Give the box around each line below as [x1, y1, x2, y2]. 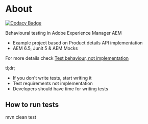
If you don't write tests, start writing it [12, 75, 92, 81]
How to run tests [5, 101, 59, 109]
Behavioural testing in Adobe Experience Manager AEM [5, 30, 122, 36]
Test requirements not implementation [12, 80, 93, 86]
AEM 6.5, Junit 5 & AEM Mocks [12, 45, 78, 51]
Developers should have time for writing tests [12, 85, 109, 92]
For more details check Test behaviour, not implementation [5, 55, 129, 61]
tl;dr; [5, 65, 15, 71]
